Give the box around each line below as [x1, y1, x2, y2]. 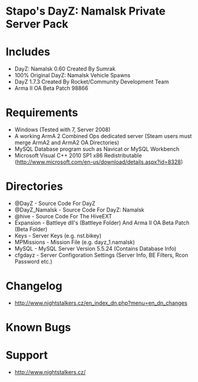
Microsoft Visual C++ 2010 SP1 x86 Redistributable [14, 152, 142, 159]
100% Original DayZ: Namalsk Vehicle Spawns [14, 72, 131, 79]
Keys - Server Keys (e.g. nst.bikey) [14, 232, 101, 239]
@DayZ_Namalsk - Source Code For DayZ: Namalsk [14, 206, 145, 214]
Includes [5, 45, 50, 59]
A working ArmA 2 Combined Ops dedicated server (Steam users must [14, 133, 192, 140]
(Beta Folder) [14, 226, 48, 232]
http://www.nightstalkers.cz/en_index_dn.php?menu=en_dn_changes [14, 299, 188, 307]
